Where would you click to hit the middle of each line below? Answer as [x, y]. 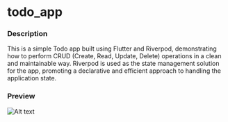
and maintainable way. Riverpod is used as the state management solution [113, 64]
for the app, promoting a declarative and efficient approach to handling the [114, 71]
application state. [32, 78]
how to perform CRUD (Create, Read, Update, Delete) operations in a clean [114, 56]
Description [27, 34]
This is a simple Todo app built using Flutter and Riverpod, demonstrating [112, 49]
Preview [21, 96]
